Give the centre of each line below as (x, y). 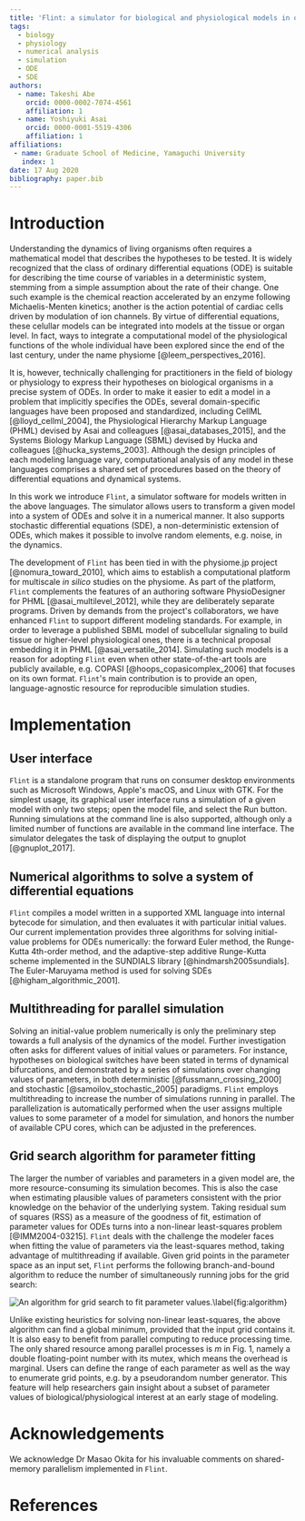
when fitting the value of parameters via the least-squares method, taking (147, 1245)
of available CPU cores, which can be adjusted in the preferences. (133, 1127)
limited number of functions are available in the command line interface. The (152, 829)
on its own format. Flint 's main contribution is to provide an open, (133, 679)
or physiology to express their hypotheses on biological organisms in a (142, 382)
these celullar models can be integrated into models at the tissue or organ (148, 326)
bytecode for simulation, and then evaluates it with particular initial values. (148, 922)
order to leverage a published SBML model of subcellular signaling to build (149, 630)
